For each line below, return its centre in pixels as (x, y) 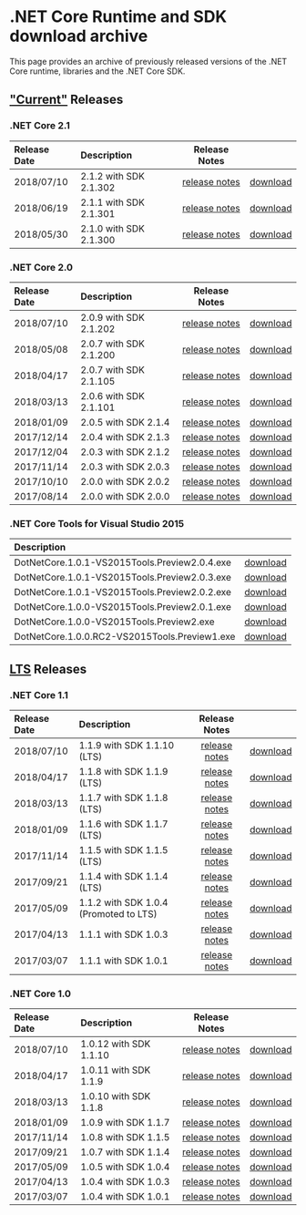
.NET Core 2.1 (40, 126)
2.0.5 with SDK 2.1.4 (125, 422)
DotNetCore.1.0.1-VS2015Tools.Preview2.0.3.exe (123, 578)
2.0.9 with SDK (113, 317)
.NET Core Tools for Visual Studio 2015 (97, 523)
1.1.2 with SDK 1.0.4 (123, 902)
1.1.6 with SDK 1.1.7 (123, 824)
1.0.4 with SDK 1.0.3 (125, 1182)
